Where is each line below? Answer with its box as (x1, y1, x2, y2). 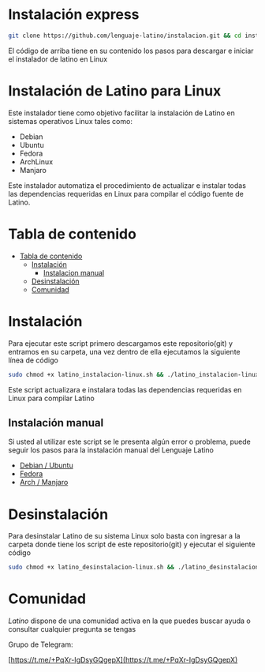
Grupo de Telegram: (8, 640, 73, 649)
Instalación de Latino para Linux (8, 82, 222, 99)
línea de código (8, 355, 59, 365)
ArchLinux (19, 156, 54, 167)
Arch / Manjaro (19, 478, 69, 487)
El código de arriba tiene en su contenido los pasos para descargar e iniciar (8, 46, 254, 55)
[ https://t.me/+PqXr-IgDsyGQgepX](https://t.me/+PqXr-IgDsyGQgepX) (8, 655, 238, 665)
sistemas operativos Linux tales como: (8, 116, 132, 126)
